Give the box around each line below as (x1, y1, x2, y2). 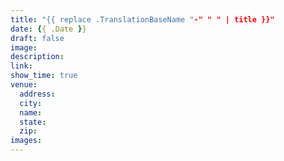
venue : (10, 80, 38, 90)
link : (10, 61, 33, 71)
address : (19, 89, 56, 99)
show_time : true (10, 71, 78, 81)
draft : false (10, 33, 65, 43)
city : (19, 98, 43, 108)
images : (10, 136, 43, 146)
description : (10, 52, 65, 62)
